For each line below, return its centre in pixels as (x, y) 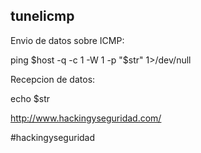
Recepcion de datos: (53, 79)
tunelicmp (42, 16)
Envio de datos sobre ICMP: (67, 40)
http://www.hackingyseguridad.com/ (86, 118)
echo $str (30, 98)
